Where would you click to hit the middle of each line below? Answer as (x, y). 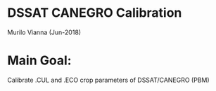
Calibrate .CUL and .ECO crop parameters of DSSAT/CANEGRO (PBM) (108, 80)
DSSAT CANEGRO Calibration (95, 13)
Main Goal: (39, 61)
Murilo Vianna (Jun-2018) (44, 32)
